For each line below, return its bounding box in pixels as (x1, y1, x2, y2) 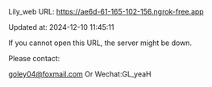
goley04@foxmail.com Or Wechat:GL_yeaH (8, 69, 152, 79)
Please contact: (8, 54, 60, 63)
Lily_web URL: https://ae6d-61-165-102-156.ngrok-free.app (8, 7, 204, 16)
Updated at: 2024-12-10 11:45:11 (8, 23, 114, 31)
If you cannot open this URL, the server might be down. (8, 38, 192, 48)
